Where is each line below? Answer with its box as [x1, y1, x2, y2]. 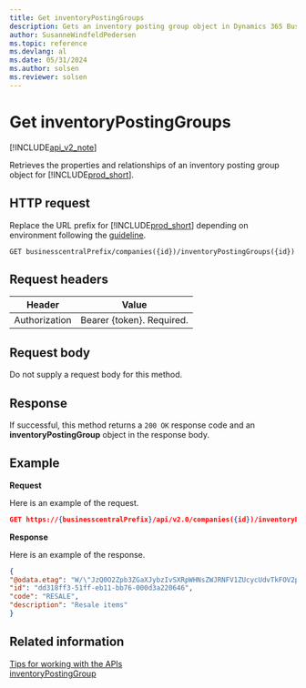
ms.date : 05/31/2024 [9, 56, 88, 65]
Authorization [14, 314, 72, 327]
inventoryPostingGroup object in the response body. [9, 429, 210, 440]
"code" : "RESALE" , [9, 592, 79, 602]
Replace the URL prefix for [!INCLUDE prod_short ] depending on [9, 219, 249, 230]
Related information [9, 634, 125, 650]
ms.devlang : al [9, 47, 67, 56]
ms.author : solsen [9, 65, 79, 74]
